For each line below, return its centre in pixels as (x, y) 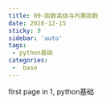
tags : (17, 46)
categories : (28, 61)
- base (24, 68)
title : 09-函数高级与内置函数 (53, 16)
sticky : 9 (25, 30)
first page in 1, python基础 (51, 91)
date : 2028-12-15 (37, 23)
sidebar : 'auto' (35, 38)
